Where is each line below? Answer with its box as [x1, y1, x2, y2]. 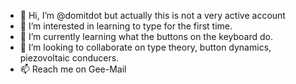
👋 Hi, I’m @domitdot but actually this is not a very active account [19, 10, 286, 21]
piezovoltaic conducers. [19, 52, 120, 64]
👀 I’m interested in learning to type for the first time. [19, 20, 233, 32]
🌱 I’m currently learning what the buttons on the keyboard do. [19, 31, 274, 42]
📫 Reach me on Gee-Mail [19, 63, 127, 75]
